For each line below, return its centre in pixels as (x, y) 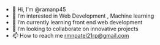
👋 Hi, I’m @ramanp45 (39, 9)
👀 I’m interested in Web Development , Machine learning (83, 16)
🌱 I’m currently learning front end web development (77, 22)
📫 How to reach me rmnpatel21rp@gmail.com (70, 36)
